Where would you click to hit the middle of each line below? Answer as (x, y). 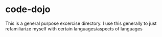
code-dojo (28, 9)
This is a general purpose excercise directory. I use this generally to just (81, 23)
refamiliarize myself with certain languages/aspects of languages (74, 28)
